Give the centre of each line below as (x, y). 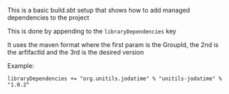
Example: (21, 66)
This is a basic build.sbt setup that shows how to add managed (99, 10)
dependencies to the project (48, 18)
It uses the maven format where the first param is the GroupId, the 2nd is (113, 45)
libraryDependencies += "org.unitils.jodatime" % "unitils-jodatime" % (114, 79)
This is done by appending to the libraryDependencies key (92, 31)
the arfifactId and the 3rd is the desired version (76, 52)
